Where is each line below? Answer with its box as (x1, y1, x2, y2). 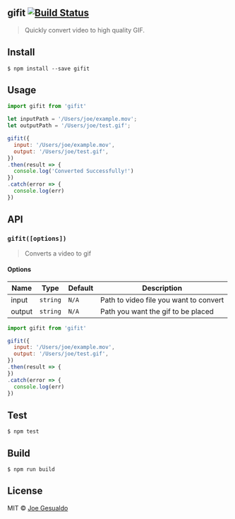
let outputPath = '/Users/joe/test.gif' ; (7, 122, 131, 129)
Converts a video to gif (24, 249, 92, 258)
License (7, 485, 43, 497)
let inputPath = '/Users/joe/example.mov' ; (7, 116, 138, 123)
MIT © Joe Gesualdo (7, 503, 68, 512)
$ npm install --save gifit (7, 65, 90, 72)
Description (142, 283, 182, 293)
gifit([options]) (7, 234, 67, 243)
